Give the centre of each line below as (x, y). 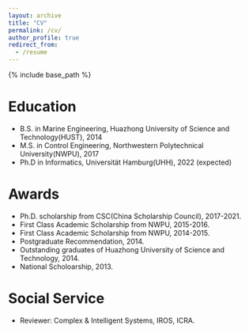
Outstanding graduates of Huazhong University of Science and (122, 249)
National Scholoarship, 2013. (66, 267)
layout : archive (35, 15)
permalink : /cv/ (35, 30)
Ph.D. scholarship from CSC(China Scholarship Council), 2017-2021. (130, 216)
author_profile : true (44, 38)
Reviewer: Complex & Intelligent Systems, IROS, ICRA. (107, 320)
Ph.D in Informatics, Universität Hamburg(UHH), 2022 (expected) (125, 162)
